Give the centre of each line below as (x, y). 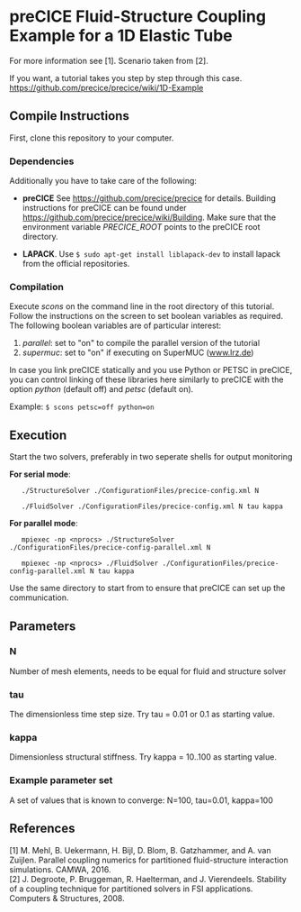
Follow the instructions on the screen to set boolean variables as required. (146, 316)
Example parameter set (61, 780)
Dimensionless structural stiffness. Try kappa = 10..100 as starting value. (143, 757)
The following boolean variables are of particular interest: (115, 325)
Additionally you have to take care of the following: (103, 181)
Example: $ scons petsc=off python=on (82, 406)
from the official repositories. (76, 264)
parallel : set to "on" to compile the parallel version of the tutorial (141, 343)
